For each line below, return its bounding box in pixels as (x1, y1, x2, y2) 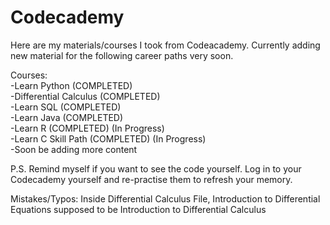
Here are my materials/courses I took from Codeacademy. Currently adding (10, 39, 321, 51)
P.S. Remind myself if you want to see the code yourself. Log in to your (10, 162, 302, 175)
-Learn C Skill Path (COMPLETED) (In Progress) (10, 132, 207, 145)
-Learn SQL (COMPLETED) (10, 101, 122, 113)
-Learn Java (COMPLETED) (10, 111, 124, 123)
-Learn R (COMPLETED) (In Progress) (10, 122, 165, 134)
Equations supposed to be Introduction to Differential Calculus (10, 203, 267, 215)
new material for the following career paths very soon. (10, 49, 234, 61)
